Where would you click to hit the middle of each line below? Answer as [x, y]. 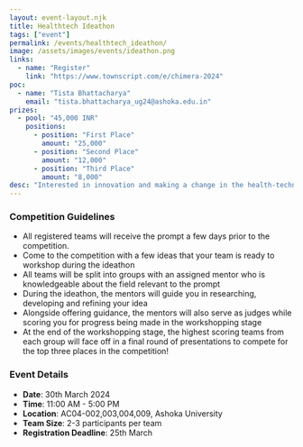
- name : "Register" [54, 68]
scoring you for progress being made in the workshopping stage [142, 323]
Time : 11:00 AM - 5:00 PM [71, 404]
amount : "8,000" [72, 177]
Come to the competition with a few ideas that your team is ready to [148, 255]
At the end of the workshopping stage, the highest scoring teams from [153, 332]
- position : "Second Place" [86, 151]
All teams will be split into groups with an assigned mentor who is [144, 275]
